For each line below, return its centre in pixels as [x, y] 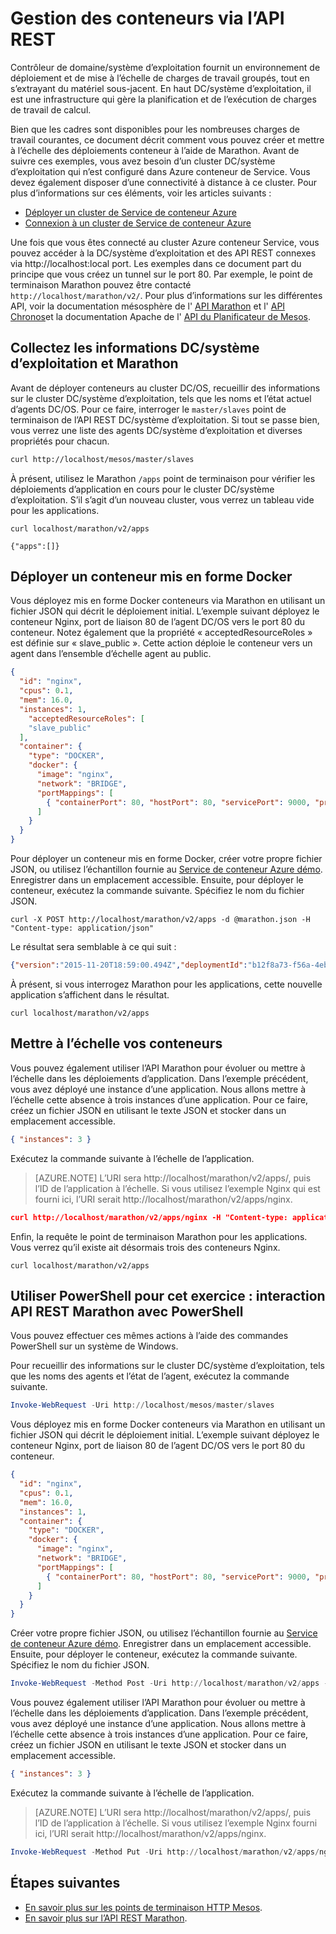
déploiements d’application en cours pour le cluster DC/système [142, 489]
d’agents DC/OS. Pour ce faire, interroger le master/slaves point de [148, 409]
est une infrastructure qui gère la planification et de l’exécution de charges [163, 99]
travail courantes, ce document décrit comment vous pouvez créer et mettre [167, 139]
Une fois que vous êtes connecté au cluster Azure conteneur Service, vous [165, 242]
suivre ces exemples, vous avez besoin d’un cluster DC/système [143, 161]
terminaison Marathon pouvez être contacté [101, 284]
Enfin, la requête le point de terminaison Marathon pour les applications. [159, 1236]
